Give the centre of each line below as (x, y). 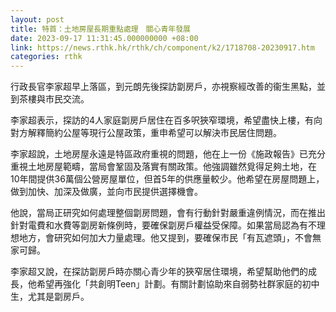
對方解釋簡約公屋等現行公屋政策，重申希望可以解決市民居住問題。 (146, 133)
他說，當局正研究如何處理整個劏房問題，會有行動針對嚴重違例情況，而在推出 (168, 213)
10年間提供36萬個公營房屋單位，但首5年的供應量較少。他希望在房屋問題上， (167, 179)
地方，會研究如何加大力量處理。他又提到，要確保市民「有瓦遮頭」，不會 (165, 238)
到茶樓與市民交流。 (50, 99)
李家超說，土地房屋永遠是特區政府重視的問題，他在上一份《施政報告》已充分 (168, 154)
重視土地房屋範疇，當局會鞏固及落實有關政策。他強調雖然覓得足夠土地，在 (163, 167)
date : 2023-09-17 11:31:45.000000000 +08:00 (104, 38)
